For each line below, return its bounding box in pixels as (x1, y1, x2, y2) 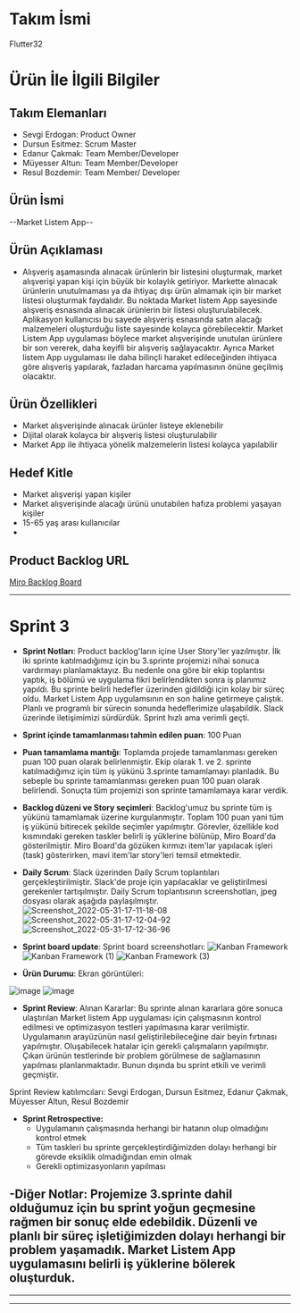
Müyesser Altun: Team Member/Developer (21, 157, 179, 168)
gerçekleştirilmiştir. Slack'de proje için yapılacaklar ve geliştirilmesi (21, 876, 268, 887)
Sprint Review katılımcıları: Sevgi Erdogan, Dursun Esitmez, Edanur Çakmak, (9, 1086, 288, 1097)
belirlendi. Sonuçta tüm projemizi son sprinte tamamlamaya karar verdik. (21, 785, 288, 795)
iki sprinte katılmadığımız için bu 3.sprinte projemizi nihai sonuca (21, 655, 260, 666)
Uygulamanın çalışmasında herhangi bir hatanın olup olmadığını (35, 1123, 269, 1133)
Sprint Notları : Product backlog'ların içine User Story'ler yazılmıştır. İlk (21, 645, 281, 656)
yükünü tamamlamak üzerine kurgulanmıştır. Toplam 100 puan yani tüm (21, 812, 284, 822)
